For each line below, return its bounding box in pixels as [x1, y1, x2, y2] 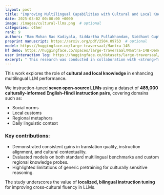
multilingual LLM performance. [5, 76, 67, 81]
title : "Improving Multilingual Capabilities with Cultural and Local [5, 12, 152, 17]
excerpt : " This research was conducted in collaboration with [5, 57, 137, 62]
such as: [5, 96, 22, 101]
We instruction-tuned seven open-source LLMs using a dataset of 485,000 [5, 85, 159, 91]
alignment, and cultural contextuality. [12, 149, 87, 155]
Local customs [12, 110, 42, 116]
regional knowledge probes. [12, 159, 69, 165]
